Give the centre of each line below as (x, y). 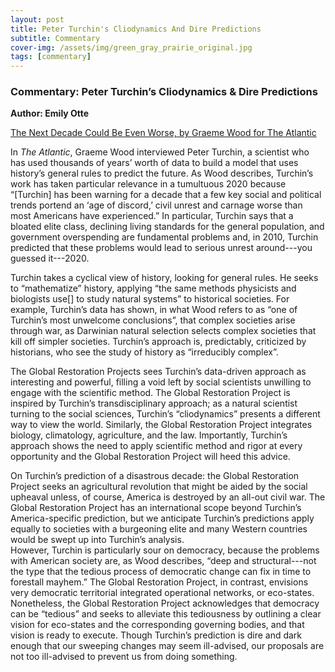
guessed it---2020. (50, 258)
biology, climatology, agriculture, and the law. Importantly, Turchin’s (149, 435)
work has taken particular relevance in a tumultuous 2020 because (148, 184)
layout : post (37, 19)
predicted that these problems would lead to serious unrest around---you (161, 248)
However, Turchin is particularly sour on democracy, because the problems (165, 550)
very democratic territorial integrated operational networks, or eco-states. (162, 593)
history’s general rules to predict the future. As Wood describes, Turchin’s (162, 173)
